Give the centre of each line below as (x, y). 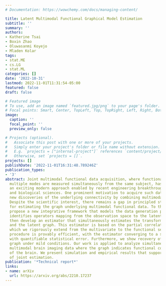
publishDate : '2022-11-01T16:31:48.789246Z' (52, 165)
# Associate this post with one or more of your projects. (69, 142)
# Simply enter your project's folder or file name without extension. (83, 147)
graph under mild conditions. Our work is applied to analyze (75, 243)
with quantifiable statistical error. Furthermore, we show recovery (83, 239)
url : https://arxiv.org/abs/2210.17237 (51, 276)
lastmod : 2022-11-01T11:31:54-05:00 (43, 83)
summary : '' (17, 28)
